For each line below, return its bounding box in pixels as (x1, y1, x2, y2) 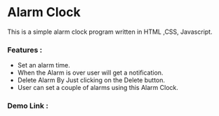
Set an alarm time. (17, 61, 70, 70)
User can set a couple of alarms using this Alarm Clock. (17, 84, 179, 92)
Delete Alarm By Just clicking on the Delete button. (17, 76, 166, 84)
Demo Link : (7, 101, 49, 111)
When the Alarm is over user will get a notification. (17, 68, 164, 77)
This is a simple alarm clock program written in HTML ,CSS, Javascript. (7, 27, 213, 36)
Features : (7, 45, 43, 55)
